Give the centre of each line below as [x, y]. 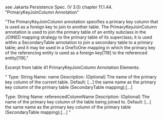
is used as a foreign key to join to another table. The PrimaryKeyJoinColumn [81, 27]
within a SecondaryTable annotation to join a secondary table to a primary [79, 42]
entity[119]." [17, 58]
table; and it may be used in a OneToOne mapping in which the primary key [80, 48]
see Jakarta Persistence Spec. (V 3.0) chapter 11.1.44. [59, 7]
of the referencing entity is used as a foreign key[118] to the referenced [76, 53]
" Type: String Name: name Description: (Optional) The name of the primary [81, 77]
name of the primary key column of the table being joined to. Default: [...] [78, 102]
